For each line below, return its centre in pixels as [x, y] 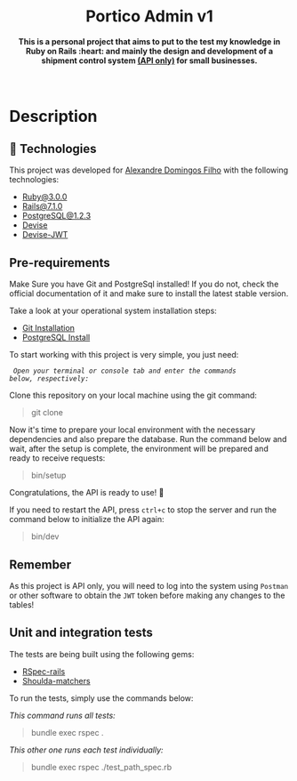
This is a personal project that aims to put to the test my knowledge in [149, 41]
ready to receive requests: [57, 458]
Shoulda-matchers [56, 680]
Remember [40, 564]
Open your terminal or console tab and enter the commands [125, 371]
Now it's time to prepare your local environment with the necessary [132, 430]
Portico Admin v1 [149, 16]
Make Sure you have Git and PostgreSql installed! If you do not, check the [144, 284]
